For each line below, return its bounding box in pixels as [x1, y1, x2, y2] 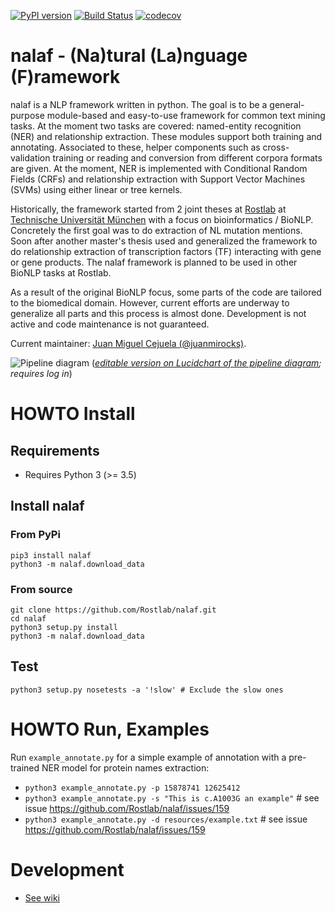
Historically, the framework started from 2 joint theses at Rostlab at [10, 203, 287, 215]
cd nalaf [10, 613, 47, 624]
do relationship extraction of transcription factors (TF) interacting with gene [10, 245, 322, 257]
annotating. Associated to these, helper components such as [10, 141, 261, 153]
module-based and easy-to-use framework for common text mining [46, 109, 326, 121]
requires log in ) [10, 367, 73, 379]
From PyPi [10, 528, 61, 542]
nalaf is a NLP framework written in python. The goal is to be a [10, 98, 268, 110]
